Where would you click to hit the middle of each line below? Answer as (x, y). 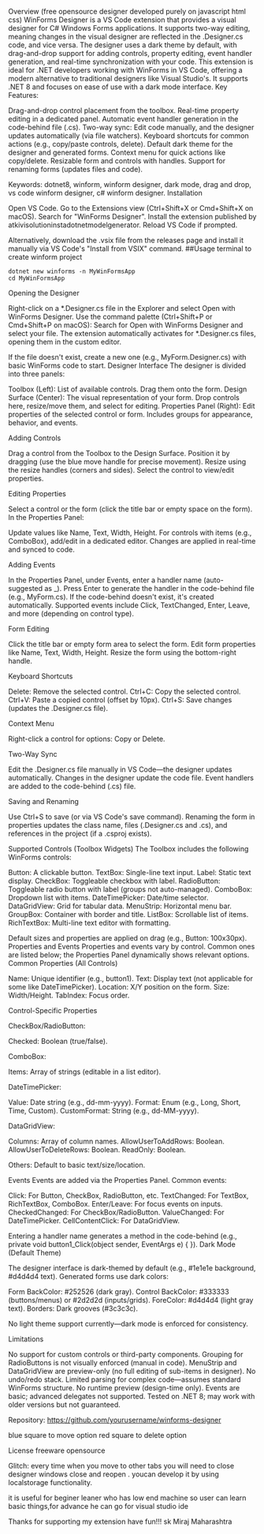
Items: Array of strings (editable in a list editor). (85, 1072)
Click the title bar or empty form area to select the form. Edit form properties (132, 644)
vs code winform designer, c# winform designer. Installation (106, 193)
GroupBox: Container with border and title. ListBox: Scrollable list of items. (128, 914)
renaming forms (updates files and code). (76, 169)
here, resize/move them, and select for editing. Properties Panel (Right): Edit (132, 406)
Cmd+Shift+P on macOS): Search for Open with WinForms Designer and (126, 325)
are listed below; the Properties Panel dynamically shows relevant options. (129, 955)
